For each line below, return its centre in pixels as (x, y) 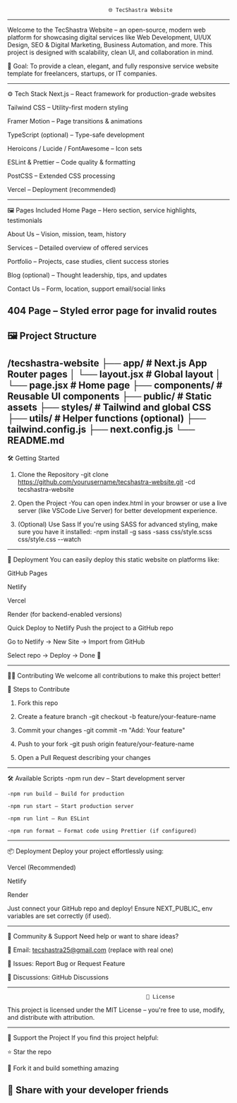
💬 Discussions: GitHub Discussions (58, 977)
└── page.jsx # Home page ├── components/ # (115, 386)
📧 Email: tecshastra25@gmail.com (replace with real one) (91, 950)
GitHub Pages (28, 573)
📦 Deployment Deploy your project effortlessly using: (86, 851)
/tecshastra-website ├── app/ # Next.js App (107, 363)
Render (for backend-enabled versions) (65, 614)
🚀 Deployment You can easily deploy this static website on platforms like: (114, 559)
